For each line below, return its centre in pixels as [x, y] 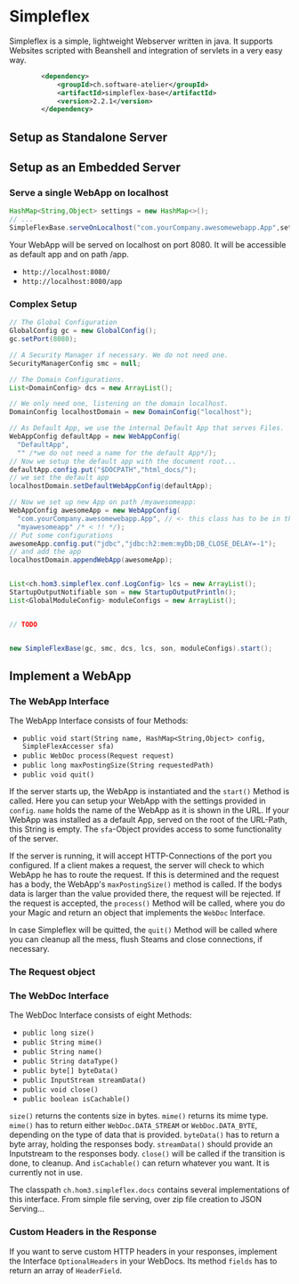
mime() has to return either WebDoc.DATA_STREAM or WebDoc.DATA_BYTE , [133, 1126]
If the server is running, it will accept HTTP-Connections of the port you [141, 856]
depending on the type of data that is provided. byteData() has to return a [145, 1135]
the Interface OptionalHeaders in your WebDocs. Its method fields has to [143, 1261]
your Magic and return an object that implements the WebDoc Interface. [137, 913]
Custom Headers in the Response [83, 1232]
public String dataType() [70, 1061]
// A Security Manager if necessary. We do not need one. [119, 355]
